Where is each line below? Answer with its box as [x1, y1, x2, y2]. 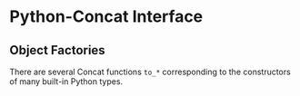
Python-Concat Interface [9, 6, 204, 27]
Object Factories [9, 43, 106, 58]
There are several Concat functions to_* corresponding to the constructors [9, 66, 291, 77]
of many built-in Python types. [9, 76, 124, 87]
